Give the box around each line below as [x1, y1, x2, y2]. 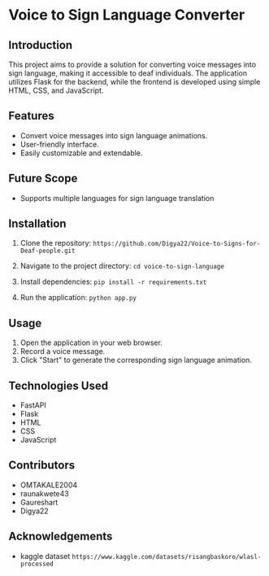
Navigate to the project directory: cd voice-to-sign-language [20, 261, 225, 271]
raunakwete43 [20, 488, 69, 498]
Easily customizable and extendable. [20, 148, 143, 158]
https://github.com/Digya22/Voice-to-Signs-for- [93, 240, 261, 248]
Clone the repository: [20, 238, 92, 248]
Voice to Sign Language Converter [8, 6, 245, 24]
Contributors [8, 458, 76, 473]
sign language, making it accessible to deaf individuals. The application [8, 68, 248, 78]
